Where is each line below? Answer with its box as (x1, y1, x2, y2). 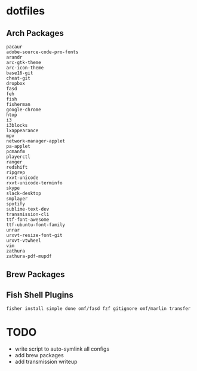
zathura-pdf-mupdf (6, 253, 52, 259)
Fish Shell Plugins (6, 290, 73, 300)
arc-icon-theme (6, 65, 44, 71)
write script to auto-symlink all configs (14, 345, 110, 352)
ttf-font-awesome (6, 217, 50, 223)
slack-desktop (6, 190, 42, 196)
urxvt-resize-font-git (6, 232, 63, 238)
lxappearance (6, 127, 39, 133)
